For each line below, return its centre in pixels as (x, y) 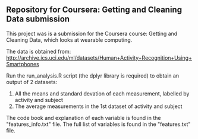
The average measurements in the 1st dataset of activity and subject (98, 106)
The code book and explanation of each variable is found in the (84, 118)
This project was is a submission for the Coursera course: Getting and (92, 33)
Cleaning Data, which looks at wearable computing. (69, 40)
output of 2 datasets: (32, 82)
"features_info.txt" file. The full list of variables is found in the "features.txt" (98, 124)
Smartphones (23, 64)
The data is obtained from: (39, 51)
